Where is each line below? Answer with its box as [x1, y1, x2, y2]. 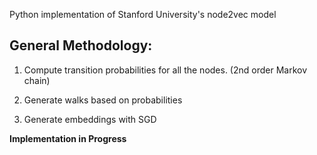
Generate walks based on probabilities [23, 94, 183, 106]
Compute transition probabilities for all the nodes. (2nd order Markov [23, 64, 308, 76]
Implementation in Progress [9, 132, 127, 144]
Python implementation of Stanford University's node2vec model [9, 9, 277, 20]
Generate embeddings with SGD [23, 113, 157, 125]
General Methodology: [9, 37, 153, 54]
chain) [23, 74, 51, 86]
